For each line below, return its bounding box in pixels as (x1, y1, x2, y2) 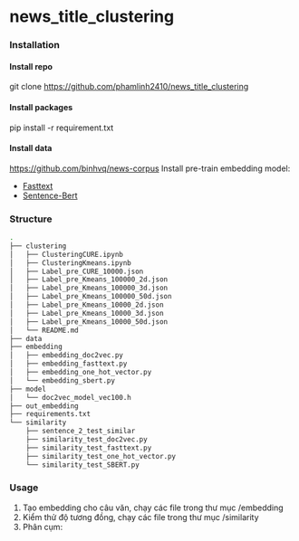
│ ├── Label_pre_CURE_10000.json (9, 267, 144, 276)
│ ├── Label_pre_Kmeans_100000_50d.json (9, 292, 172, 301)
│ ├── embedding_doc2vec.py (9, 351, 124, 360)
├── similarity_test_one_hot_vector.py (25, 451, 177, 460)
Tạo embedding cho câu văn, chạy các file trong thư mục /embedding (22, 502, 284, 513)
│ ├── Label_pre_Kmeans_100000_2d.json (9, 275, 169, 284)
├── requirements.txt (9, 410, 92, 419)
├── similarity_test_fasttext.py (25, 443, 152, 452)
